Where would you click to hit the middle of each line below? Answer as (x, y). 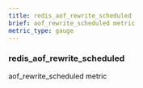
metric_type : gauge (41, 30)
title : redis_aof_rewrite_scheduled (70, 16)
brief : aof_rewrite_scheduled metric (72, 23)
